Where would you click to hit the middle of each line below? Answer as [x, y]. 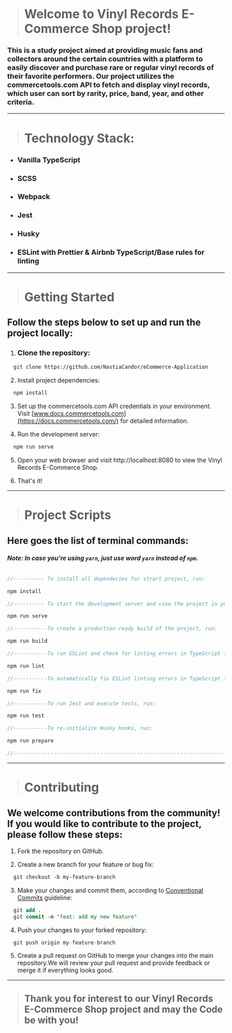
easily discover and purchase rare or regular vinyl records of [110, 68]
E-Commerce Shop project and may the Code [123, 1009]
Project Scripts [68, 515]
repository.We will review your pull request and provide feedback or [114, 963]
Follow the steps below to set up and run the [104, 323]
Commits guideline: [45, 898]
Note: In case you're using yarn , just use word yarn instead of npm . [103, 558]
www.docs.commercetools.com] [80, 414]
